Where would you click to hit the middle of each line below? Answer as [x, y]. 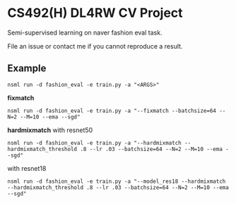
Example [27, 68]
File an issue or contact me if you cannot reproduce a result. [95, 46]
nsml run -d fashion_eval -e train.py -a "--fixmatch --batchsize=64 [112, 111]
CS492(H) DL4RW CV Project [95, 13]
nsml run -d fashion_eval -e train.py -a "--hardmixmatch [94, 143]
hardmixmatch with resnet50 [50, 130]
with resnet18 [27, 168]
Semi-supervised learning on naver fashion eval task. [85, 32]
